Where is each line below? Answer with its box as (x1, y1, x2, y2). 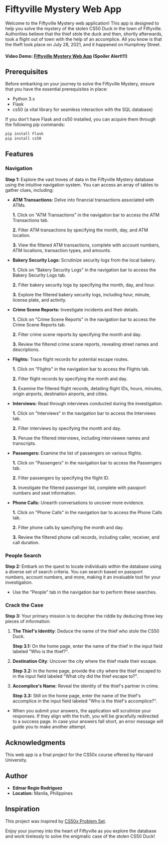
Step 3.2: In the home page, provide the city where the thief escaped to (12, 668, 161, 674)
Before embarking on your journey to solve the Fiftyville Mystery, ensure (5, 81, 155, 87)
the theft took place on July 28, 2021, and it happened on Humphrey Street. (5, 41, 161, 47)
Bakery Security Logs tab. (12, 272, 66, 278)
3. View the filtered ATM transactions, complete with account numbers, (12, 242, 160, 248)
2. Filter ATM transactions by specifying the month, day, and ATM (12, 227, 148, 233)
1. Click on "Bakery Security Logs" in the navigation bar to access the (12, 267, 156, 273)
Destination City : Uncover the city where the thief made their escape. (12, 658, 157, 664)
